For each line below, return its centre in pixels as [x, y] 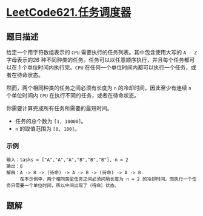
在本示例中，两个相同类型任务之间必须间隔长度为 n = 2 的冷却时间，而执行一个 [106, 179]
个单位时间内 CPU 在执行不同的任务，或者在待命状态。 [73, 95]
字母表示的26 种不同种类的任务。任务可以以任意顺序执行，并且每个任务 [95, 60]
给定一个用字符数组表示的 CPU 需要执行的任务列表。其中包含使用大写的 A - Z [102, 52]
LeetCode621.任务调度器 [69, 12]
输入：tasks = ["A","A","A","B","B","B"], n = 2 [68, 160]
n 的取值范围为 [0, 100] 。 [48, 129]
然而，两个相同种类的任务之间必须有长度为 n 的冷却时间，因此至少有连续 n [99, 88]
